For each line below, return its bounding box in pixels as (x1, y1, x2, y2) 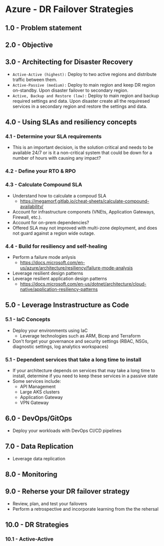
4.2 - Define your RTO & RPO (5, 168, 76, 175)
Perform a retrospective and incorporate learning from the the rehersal (12, 506, 159, 512)
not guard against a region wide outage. (12, 230, 95, 236)
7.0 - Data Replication (5, 442, 74, 451)
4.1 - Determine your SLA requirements (5, 133, 102, 140)
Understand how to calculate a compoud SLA (12, 192, 106, 198)
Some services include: (12, 378, 61, 384)
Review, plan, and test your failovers (12, 500, 87, 507)
